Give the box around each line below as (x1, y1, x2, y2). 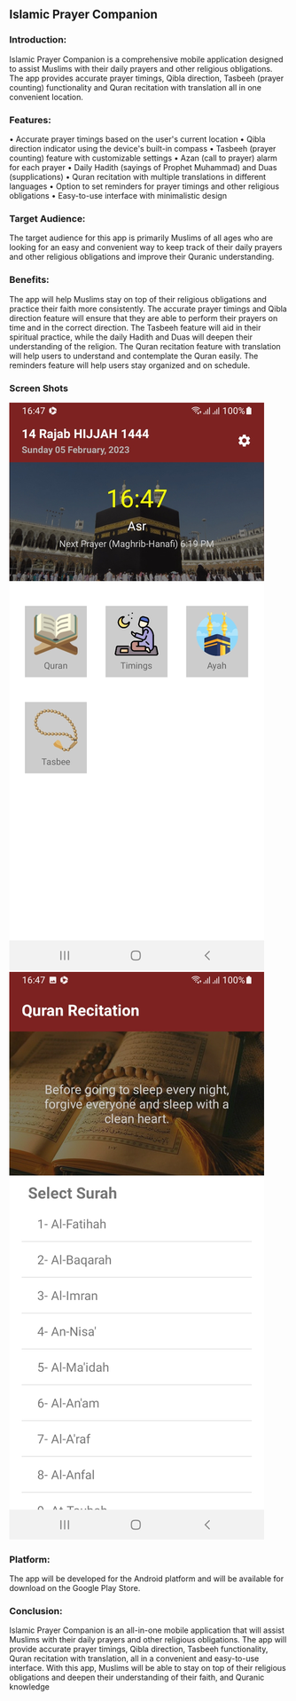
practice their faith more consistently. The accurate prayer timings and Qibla (9, 303, 288, 314)
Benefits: (9, 274, 51, 286)
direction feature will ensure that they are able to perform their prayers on (9, 312, 278, 323)
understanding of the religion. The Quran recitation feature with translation (9, 341, 281, 351)
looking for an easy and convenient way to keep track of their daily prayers (9, 242, 283, 253)
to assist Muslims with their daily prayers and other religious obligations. (9, 63, 273, 74)
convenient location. (9, 91, 84, 102)
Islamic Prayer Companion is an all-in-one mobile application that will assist (9, 1625, 285, 1635)
